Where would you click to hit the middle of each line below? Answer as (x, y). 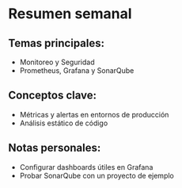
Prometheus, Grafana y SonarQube (77, 71)
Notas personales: (55, 148)
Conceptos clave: (53, 96)
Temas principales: (57, 43)
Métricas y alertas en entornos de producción (94, 114)
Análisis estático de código (64, 123)
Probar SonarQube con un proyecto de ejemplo (97, 175)
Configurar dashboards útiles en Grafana (86, 167)
